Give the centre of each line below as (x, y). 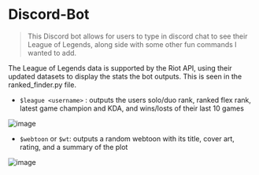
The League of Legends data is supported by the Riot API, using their (120, 67)
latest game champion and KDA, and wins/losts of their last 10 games (131, 108)
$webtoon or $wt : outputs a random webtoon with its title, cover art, (127, 138)
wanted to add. (52, 53)
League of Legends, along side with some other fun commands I (132, 44)
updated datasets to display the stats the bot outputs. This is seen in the (125, 76)
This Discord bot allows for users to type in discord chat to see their (137, 36)
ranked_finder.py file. (43, 85)
